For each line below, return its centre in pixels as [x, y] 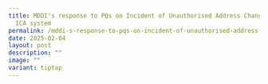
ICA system [33, 23]
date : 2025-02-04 [37, 38]
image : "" [25, 61]
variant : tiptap [35, 68]
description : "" [35, 53]
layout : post [30, 46]
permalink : [26, 30]
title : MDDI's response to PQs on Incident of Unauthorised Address [124, 16]
